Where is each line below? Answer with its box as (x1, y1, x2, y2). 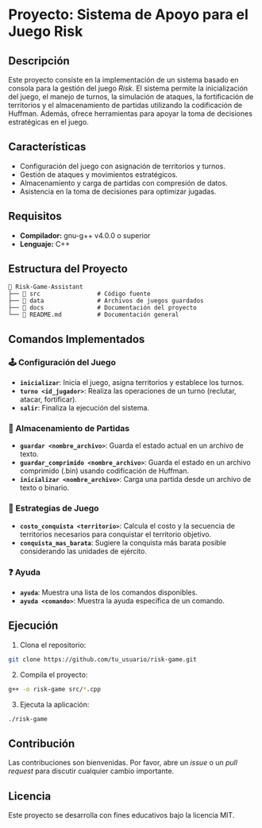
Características (8, 141, 87, 154)
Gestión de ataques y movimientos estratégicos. (19, 169, 179, 179)
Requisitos (8, 210, 62, 223)
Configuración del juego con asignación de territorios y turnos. (19, 161, 226, 171)
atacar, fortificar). (19, 395, 78, 404)
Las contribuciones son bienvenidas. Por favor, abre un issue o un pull (8, 758, 238, 768)
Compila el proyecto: (19, 669, 88, 680)
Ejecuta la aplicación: (19, 699, 90, 709)
